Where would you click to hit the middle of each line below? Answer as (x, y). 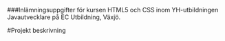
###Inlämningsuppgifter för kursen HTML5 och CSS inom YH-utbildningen (113, 10)
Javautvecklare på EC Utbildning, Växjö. (64, 17)
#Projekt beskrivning (36, 30)
